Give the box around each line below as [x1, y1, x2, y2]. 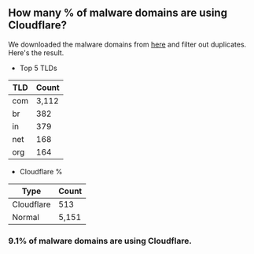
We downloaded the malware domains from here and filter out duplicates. [8, 39, 247, 49]
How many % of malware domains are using [8, 6, 228, 20]
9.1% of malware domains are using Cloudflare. [8, 235, 193, 246]
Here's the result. [8, 47, 64, 58]
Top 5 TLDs [19, 63, 57, 73]
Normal [12, 211, 39, 222]
